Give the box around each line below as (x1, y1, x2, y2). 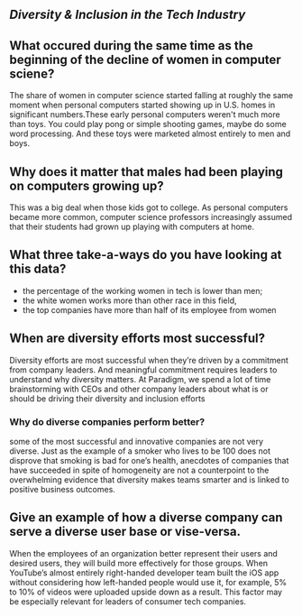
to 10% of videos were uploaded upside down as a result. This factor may (9, 586, 282, 597)
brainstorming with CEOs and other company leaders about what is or (9, 383, 269, 394)
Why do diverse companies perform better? (9, 415, 206, 428)
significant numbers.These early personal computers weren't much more (9, 109, 281, 120)
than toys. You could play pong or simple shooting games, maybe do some (9, 119, 287, 130)
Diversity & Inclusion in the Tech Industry (9, 7, 246, 23)
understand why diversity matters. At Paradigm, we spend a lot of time (9, 373, 271, 384)
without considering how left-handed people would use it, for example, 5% (9, 576, 287, 587)
